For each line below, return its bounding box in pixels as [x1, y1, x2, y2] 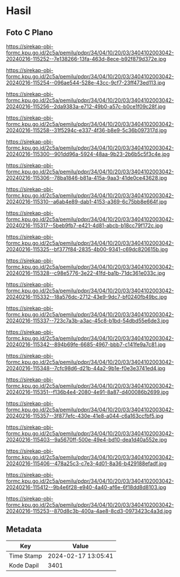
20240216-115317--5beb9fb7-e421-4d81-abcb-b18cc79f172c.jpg [6, 222, 163, 229]
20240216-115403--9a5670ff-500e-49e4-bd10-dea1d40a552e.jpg [6, 436, 168, 443]
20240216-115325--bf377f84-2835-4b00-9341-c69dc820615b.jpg [6, 246, 168, 252]
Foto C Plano [6, 28, 53, 37]
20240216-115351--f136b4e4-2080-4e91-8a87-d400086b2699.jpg [6, 388, 169, 395]
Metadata [6, 524, 42, 534]
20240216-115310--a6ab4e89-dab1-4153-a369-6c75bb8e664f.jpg [6, 198, 167, 205]
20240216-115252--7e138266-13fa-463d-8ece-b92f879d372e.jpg [6, 56, 167, 62]
